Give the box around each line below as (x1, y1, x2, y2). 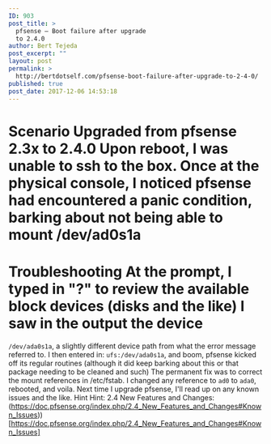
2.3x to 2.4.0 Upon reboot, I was (8, 139, 229, 158)
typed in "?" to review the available (8, 280, 249, 298)
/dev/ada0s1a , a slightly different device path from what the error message (8, 341, 256, 351)
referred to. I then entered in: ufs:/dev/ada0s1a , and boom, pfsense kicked (8, 349, 257, 359)
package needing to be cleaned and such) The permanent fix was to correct (8, 366, 263, 377)
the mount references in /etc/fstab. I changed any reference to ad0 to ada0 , (8, 375, 256, 385)
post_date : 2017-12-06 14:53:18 (8, 87, 117, 96)
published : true (8, 79, 63, 88)
